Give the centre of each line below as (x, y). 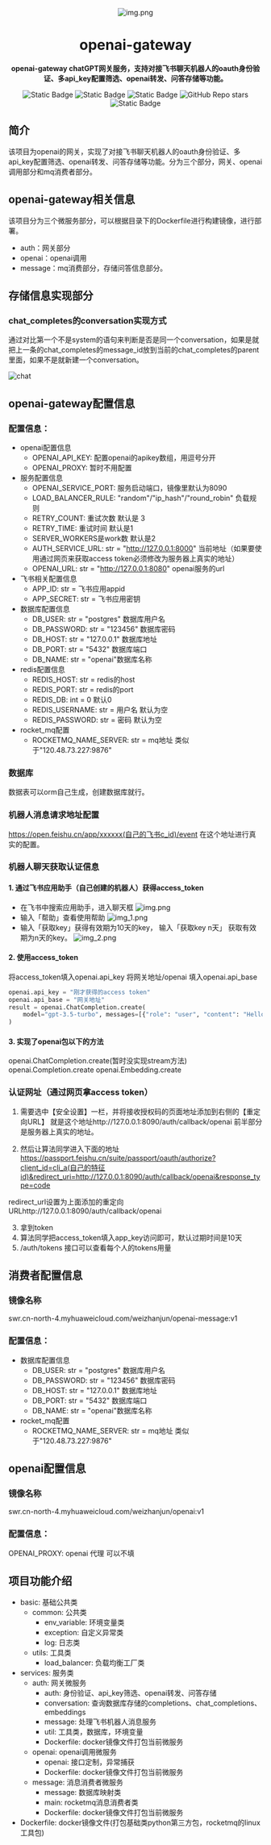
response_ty (240, 1176)
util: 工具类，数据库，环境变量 (94, 1731)
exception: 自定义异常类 (83, 1632)
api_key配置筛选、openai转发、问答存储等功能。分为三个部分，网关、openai (135, 161)
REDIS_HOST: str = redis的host (83, 679)
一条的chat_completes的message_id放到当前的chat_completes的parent (141, 350)
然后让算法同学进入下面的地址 (69, 1149)
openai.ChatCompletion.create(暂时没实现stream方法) (98, 1061)
